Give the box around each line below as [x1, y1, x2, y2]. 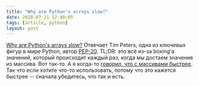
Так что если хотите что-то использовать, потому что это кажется [6, 66, 176, 74]
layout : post [6, 25, 39, 31]
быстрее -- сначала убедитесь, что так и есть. [6, 73, 125, 80]
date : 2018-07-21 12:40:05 [6, 14, 74, 20]
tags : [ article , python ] [6, 20, 68, 26]
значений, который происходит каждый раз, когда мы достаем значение [6, 54, 194, 61]
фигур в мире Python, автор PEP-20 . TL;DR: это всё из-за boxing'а [6, 48, 175, 55]
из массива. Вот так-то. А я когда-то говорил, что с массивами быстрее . [6, 60, 193, 68]
